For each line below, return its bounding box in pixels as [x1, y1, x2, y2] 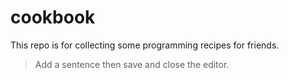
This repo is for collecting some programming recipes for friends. [10, 39, 280, 51]
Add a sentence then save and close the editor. [34, 58, 230, 70]
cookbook [10, 6, 96, 29]
